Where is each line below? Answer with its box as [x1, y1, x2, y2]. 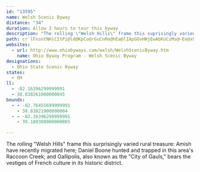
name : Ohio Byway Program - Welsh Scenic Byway [17, 53, 137, 59]
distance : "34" [6, 20, 44, 26]
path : [6, 36, 20, 42]
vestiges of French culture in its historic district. [6, 160, 123, 167]
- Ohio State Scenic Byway [11, 63, 79, 70]
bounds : [6, 97, 26, 103]
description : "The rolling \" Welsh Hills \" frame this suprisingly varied [6, 31, 196, 37]
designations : [6, 58, 42, 64]
